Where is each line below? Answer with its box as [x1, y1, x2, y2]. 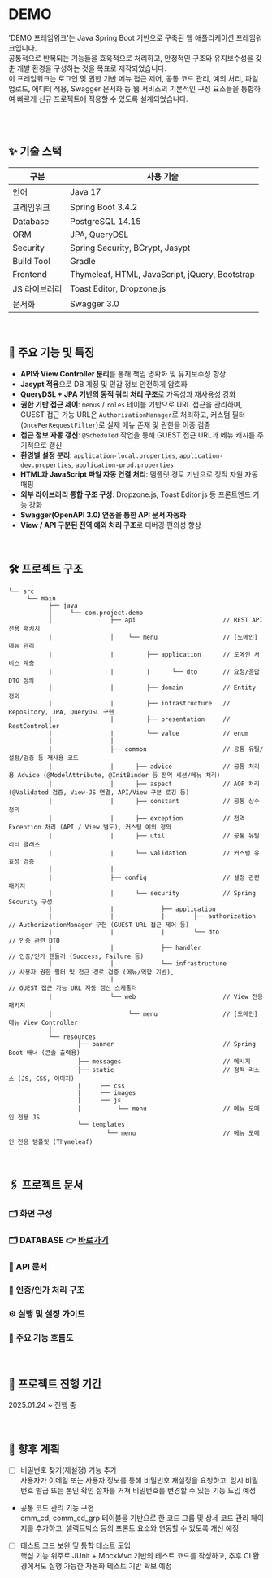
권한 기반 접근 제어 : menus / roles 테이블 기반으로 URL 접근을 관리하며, [19, 399, 243, 409]
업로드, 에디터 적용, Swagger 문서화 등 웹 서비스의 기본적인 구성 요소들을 [8, 83, 240, 94]
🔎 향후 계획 [8, 1442, 61, 1456]
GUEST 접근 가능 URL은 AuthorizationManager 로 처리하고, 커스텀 [19, 409, 231, 420]
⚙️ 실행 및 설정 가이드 [8, 1308, 85, 1320]
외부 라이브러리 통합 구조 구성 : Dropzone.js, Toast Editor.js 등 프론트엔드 [19, 490, 252, 499]
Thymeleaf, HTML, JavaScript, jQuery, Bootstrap [70, 268, 256, 279]
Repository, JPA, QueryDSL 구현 [8, 708, 115, 717]
